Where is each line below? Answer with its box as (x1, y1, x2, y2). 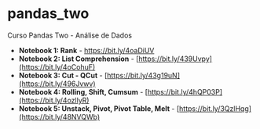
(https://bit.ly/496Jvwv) (18, 79, 96, 88)
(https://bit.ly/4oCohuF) (18, 62, 96, 71)
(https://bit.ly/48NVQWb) (18, 112, 101, 121)
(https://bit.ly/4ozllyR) (18, 95, 90, 105)
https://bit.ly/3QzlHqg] (178, 103, 252, 113)
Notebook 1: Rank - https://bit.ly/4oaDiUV (18, 45, 155, 55)
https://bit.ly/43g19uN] (106, 70, 180, 80)
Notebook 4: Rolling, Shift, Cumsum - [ (18, 87, 148, 96)
